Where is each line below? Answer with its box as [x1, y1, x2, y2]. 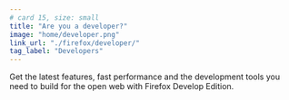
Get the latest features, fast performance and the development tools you [9, 71, 280, 82]
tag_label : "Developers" [9, 47, 104, 56]
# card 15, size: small [9, 13, 100, 23]
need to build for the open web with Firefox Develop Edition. [9, 81, 234, 92]
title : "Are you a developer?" [9, 22, 128, 31]
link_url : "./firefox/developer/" [9, 38, 141, 48]
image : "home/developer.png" [9, 30, 120, 39]
